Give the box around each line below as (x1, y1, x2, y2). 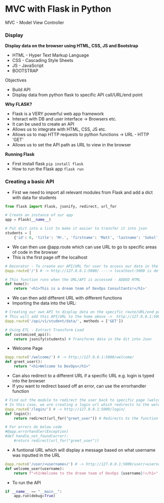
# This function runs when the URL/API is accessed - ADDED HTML (5, 277, 141, 282)
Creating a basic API (5, 178, 55, 185)
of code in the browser (12, 249, 58, 255)
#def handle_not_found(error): (5, 434, 69, 439)
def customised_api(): (5, 332, 51, 337)
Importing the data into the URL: (12, 300, 77, 306)
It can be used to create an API (12, 121, 75, 127)
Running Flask (5, 151, 35, 157)
